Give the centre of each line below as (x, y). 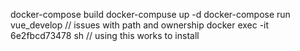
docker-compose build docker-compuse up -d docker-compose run (150, 14)
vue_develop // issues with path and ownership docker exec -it (140, 25)
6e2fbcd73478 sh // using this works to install (105, 35)
